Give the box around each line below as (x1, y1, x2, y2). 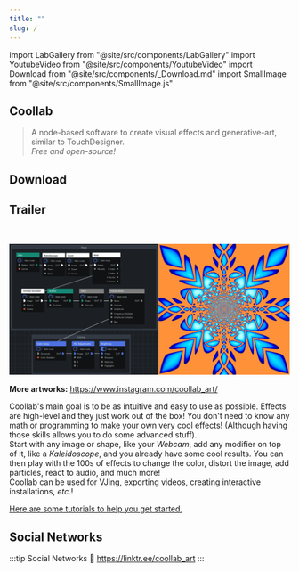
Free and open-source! (30, 146, 117, 157)
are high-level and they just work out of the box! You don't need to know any (9, 411, 290, 421)
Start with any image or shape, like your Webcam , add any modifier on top (9, 439, 282, 450)
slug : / (9, 23, 38, 33)
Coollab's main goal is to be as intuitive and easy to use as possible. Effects (9, 401, 287, 412)
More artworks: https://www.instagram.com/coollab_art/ (9, 384, 218, 395)
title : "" (9, 14, 46, 23)
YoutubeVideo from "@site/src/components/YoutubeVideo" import (9, 59, 254, 69)
